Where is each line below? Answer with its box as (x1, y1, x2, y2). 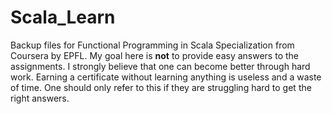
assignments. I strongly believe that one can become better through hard (10, 60, 311, 72)
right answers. (10, 92, 70, 104)
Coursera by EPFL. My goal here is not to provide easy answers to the (10, 49, 299, 61)
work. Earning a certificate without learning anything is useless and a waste (10, 71, 322, 83)
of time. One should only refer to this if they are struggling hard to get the (10, 81, 312, 93)
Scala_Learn (10, 6, 116, 29)
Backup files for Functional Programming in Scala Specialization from (10, 39, 295, 51)
